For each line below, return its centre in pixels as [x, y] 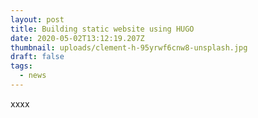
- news [33, 76]
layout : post [37, 19]
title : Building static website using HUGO [102, 29]
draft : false [37, 57]
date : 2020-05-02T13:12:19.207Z [77, 38]
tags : [21, 66]
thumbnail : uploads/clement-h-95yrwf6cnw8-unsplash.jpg [129, 47]
